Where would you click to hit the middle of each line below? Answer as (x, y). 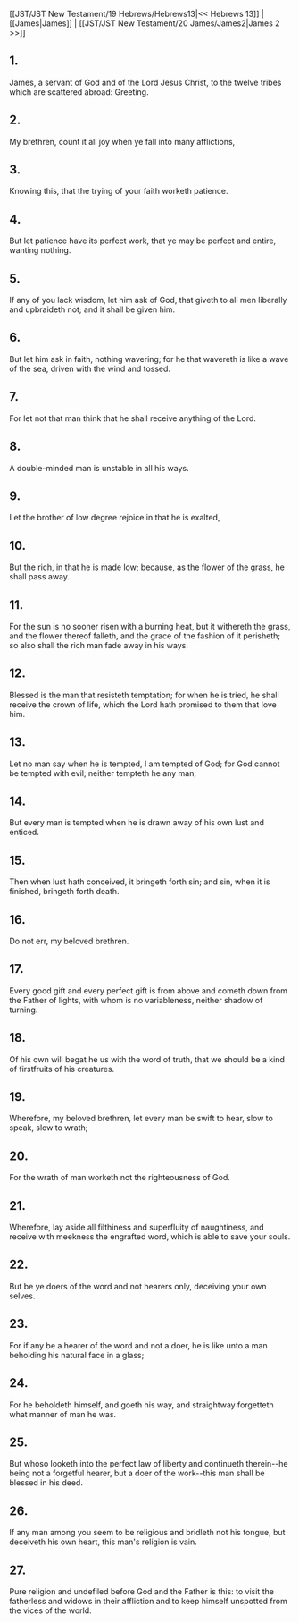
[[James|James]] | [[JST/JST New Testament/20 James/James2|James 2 (145, 23)
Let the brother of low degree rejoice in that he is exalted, (115, 518)
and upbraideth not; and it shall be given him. (92, 309)
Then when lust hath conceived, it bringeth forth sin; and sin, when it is (140, 882)
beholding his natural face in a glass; (77, 1355)
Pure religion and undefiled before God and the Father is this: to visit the (142, 1591)
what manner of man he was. (63, 1414)
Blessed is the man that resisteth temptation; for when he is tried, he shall (144, 695)
